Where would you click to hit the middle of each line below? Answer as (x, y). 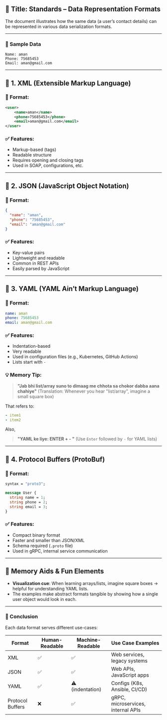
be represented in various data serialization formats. (59, 26)
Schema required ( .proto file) (42, 546)
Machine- (88, 640)
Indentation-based (31, 346)
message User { (21, 493)
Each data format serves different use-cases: (51, 627)
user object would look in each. (44, 599)
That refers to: (20, 406)
